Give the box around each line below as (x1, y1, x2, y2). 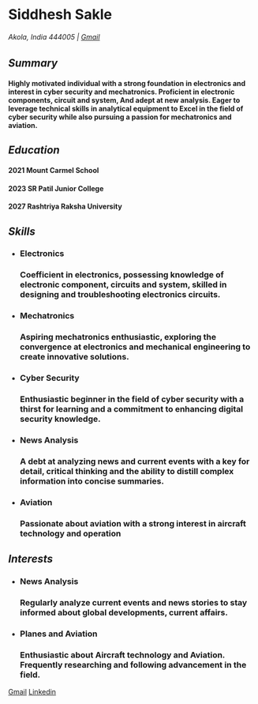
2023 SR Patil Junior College (8, 183, 104, 193)
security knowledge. (19, 413, 101, 424)
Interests (8, 552, 54, 566)
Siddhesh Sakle (8, 6, 113, 24)
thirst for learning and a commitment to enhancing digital (19, 404, 243, 415)
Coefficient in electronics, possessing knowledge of (19, 269, 224, 280)
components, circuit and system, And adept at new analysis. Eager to (8, 95, 241, 104)
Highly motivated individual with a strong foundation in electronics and (8, 78, 246, 88)
